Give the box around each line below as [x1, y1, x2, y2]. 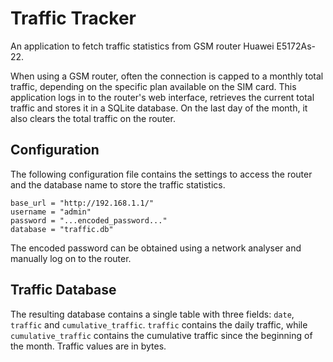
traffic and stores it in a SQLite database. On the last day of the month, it [10, 102, 308, 114]
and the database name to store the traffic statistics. [10, 178, 226, 191]
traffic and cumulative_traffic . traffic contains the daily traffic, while [10, 318, 308, 331]
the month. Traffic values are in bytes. [10, 340, 167, 352]
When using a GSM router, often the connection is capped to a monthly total [10, 70, 324, 82]
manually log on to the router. [10, 252, 132, 264]
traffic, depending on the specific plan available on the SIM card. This [10, 80, 297, 92]
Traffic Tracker [10, 7, 137, 30]
